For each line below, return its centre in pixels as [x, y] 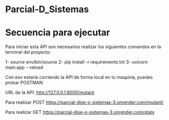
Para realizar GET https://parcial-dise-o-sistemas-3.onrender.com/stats [80, 112]
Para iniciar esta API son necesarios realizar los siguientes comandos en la [83, 47]
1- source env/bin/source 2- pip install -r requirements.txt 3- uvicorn [77, 62]
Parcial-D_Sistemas [47, 9]
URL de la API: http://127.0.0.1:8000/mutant [50, 93]
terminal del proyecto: [28, 52]
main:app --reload [24, 68]
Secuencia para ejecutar [58, 33]
